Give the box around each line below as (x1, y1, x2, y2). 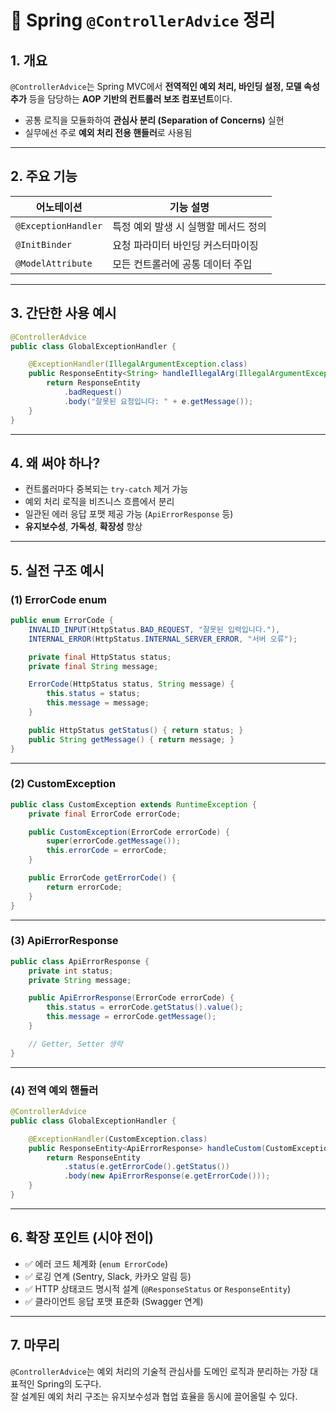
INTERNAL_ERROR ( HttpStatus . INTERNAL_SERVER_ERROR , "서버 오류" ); (28, 634, 298, 644)
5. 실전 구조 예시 (10, 562, 105, 579)
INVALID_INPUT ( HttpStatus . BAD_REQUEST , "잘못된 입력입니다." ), (28, 624, 281, 635)
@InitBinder (15, 239, 73, 250)
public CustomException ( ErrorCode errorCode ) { (28, 827, 230, 837)
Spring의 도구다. (36, 1377, 102, 1390)
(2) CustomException (10, 777, 117, 791)
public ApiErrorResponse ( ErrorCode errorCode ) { (28, 993, 235, 1003)
